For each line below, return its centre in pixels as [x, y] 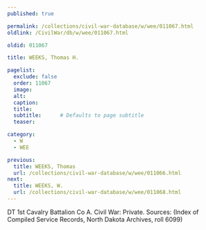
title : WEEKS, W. [38, 186]
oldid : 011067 [28, 45]
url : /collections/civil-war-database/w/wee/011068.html [97, 192]
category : [22, 135]
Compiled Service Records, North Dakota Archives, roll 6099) [95, 219]
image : [23, 90]
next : [15, 179]
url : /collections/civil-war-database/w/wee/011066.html [97, 173]
